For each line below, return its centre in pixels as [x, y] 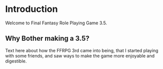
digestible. [16, 61]
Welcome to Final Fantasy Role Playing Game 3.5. [56, 23]
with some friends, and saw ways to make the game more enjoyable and [80, 56]
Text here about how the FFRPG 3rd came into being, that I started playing [82, 50]
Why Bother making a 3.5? [47, 38]
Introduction [32, 9]
